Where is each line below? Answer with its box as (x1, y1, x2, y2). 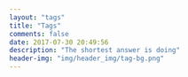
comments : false (9, 29, 69, 38)
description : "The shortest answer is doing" (9, 46, 180, 55)
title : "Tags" (9, 21, 62, 30)
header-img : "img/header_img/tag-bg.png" (9, 54, 165, 63)
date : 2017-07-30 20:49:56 (9, 37, 109, 47)
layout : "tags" (9, 12, 66, 22)
